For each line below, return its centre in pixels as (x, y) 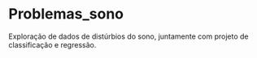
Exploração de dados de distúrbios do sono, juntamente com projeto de (129, 36)
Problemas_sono (66, 14)
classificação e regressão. (52, 44)
